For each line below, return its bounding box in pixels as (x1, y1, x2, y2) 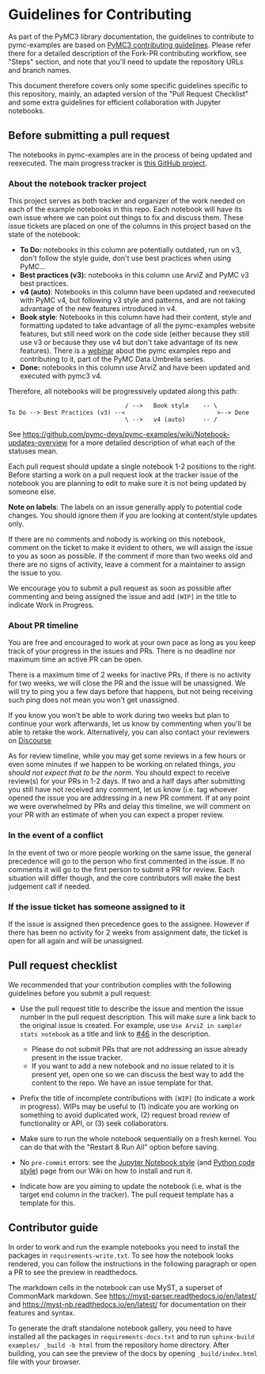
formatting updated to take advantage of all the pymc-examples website (19, 321, 256, 330)
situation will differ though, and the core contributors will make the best (8, 873, 241, 882)
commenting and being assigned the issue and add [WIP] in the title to (8, 592, 237, 602)
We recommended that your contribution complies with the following (8, 980, 232, 989)
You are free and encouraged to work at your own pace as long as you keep (8, 638, 256, 647)
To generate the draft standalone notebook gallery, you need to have (8, 1323, 232, 1333)
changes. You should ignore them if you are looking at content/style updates (8, 511, 258, 520)
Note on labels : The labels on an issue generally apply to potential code (8, 503, 243, 512)
